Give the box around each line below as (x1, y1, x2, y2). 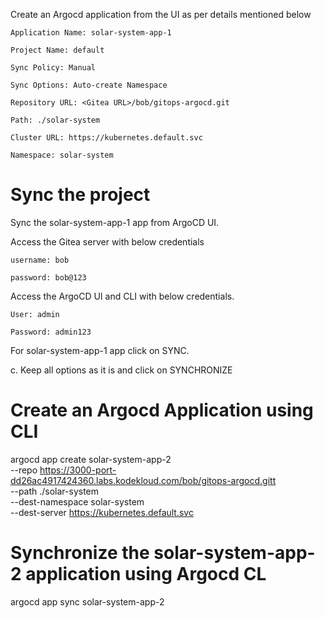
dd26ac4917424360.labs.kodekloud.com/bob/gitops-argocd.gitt (10, 474, 277, 486)
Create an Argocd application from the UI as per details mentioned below (10, 9, 312, 20)
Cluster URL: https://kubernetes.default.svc (10, 133, 203, 143)
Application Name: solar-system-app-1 (10, 28, 172, 38)
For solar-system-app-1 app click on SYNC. (10, 344, 190, 356)
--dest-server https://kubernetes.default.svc (10, 506, 194, 518)
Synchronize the (10, 542, 150, 564)
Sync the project (10, 184, 151, 206)
